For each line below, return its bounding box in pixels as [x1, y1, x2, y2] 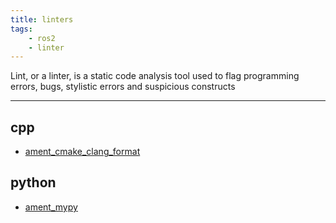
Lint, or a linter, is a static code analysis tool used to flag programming [10, 70, 300, 82]
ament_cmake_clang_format [24, 146, 141, 158]
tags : [10, 24, 33, 34]
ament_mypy [24, 201, 78, 213]
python [10, 174, 57, 191]
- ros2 [28, 33, 56, 43]
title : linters [10, 14, 74, 25]
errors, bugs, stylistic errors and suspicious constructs [10, 81, 236, 93]
